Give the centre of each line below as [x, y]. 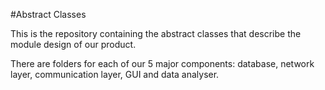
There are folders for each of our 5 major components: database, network [162, 63]
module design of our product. [73, 44]
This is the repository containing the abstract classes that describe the [156, 33]
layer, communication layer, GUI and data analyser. [115, 74]
